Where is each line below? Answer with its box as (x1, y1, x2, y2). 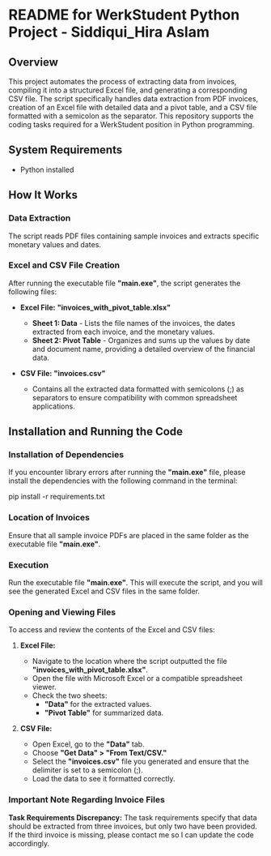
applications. (32, 401, 75, 411)
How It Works (8, 188, 78, 202)
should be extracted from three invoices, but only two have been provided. (8, 821, 257, 831)
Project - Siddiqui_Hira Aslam (8, 23, 210, 41)
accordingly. (8, 838, 50, 848)
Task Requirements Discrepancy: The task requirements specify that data (8, 812, 257, 822)
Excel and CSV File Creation (8, 259, 121, 271)
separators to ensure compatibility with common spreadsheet (32, 392, 238, 402)
